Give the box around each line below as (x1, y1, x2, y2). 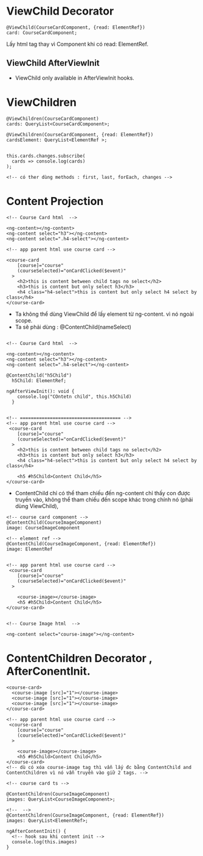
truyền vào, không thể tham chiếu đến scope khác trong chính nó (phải (15, 496, 193, 503)
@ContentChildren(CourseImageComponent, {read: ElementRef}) (6, 812, 165, 818)
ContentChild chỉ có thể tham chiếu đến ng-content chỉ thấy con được (15, 489, 190, 496)
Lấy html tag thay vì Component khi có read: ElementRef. (6, 40, 149, 47)
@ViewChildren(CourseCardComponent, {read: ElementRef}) (6, 131, 154, 137)
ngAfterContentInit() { (6, 828, 67, 834)
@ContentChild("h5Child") (6, 372, 72, 378)
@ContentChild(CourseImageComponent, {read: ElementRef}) (6, 540, 156, 547)
